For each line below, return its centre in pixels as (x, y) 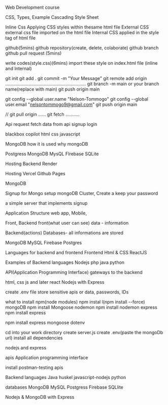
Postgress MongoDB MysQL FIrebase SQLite (52, 154)
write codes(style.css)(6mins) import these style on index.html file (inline (81, 63)
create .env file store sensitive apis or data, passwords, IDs (67, 292)
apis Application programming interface (47, 358)
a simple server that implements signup (46, 203)
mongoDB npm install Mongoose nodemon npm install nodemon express (81, 307)
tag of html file (21, 38)
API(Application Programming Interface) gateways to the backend (74, 272)
